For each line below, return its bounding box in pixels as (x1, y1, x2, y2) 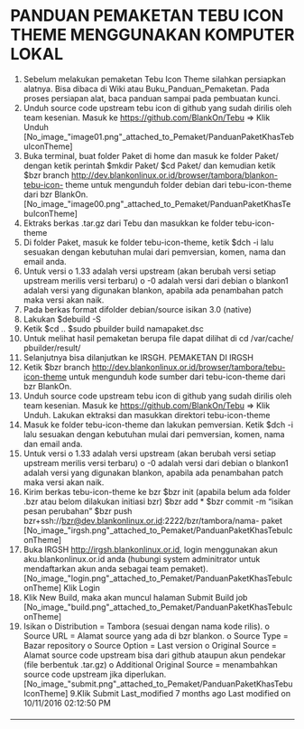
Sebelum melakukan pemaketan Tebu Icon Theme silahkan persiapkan (23, 73, 287, 84)
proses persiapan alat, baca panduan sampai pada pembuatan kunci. (23, 92, 281, 104)
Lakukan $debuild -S (23, 313, 102, 324)
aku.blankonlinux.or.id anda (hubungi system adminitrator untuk (23, 553, 261, 565)
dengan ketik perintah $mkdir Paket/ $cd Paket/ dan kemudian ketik (23, 160, 276, 171)
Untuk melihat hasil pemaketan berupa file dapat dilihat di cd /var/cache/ (23, 332, 294, 343)
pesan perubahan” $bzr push (23, 505, 133, 516)
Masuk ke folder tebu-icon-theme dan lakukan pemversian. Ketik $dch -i (23, 419, 294, 430)
